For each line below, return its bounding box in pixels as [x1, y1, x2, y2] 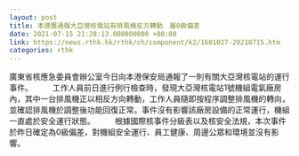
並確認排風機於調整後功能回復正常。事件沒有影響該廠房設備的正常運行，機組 [9, 105, 290, 115]
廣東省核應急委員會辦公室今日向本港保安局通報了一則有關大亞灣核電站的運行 [9, 72, 290, 82]
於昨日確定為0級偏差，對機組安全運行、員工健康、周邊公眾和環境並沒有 [9, 127, 271, 137]
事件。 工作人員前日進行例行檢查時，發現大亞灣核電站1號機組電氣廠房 [9, 82, 282, 93]
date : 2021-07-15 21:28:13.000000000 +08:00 [9, 29, 177, 38]
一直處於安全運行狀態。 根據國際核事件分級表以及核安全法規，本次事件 [9, 116, 287, 127]
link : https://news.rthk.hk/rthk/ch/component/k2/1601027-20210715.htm [9, 37, 280, 47]
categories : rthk [9, 46, 74, 55]
